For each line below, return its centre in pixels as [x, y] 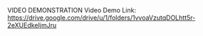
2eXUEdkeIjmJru [32, 25]
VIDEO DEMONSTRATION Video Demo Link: [72, 10]
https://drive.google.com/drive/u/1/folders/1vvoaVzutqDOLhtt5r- [101, 18]
